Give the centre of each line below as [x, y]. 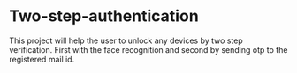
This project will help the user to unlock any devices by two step [126, 40]
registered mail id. [42, 59]
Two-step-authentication [104, 16]
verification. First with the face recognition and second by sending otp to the [148, 49]
